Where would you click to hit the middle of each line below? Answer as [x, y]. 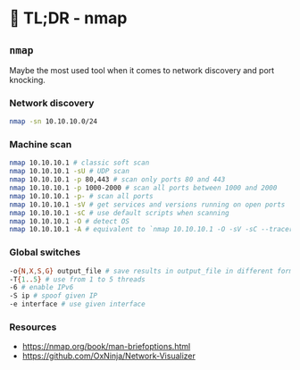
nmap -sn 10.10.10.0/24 [54, 122]
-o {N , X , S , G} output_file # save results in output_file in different [142, 271]
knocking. [28, 80]
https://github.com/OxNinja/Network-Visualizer [109, 356]
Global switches [45, 252]
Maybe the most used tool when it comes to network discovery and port [142, 70]
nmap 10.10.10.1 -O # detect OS [69, 221]
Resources [33, 327]
